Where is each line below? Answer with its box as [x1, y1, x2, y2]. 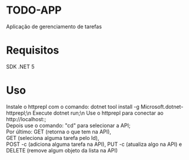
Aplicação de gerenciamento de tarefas [6, 23, 102, 30]
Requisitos [6, 44, 59, 57]
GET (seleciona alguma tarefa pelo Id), [6, 134, 100, 141]
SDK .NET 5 [6, 63, 35, 70]
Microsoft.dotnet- [140, 103, 184, 110]
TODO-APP [6, 4, 62, 17]
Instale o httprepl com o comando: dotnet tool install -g [6, 103, 140, 110]
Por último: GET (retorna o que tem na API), [6, 128, 112, 135]
